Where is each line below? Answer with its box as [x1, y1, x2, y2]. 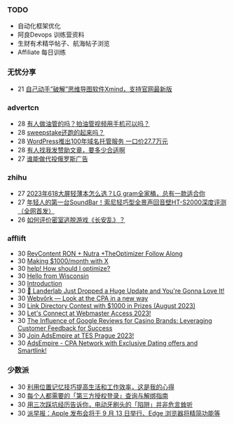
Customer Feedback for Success [17, 324, 113, 333]
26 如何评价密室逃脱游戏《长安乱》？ [17, 216, 125, 224]
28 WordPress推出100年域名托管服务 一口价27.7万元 [17, 137, 168, 145]
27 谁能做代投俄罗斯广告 [17, 154, 89, 163]
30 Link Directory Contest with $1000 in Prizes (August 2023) [17, 302, 196, 310]
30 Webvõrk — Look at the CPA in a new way [17, 294, 149, 303]
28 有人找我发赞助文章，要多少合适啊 [17, 145, 125, 154]
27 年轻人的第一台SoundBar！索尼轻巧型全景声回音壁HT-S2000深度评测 [17, 198, 226, 206]
